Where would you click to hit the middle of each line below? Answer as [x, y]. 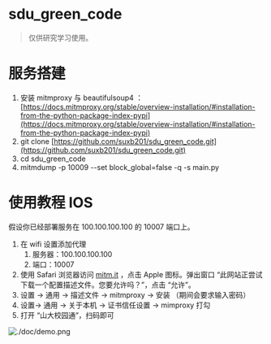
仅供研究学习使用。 [60, 37]
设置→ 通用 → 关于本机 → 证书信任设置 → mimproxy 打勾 [115, 305]
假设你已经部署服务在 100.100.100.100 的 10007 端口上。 [101, 226]
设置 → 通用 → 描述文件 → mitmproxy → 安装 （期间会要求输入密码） [135, 294]
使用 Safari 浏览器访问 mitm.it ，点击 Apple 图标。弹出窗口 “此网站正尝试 [141, 274]
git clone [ [37, 141]
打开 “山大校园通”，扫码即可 [67, 315]
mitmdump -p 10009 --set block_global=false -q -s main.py [120, 167]
